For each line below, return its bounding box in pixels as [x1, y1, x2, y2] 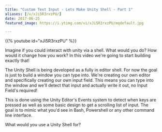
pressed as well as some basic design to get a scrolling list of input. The [5, 102, 148, 108]
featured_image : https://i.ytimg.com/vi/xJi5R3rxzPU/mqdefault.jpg [5, 20, 144, 26]
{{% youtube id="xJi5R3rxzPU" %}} [5, 38, 77, 44]
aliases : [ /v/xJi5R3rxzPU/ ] [5, 12, 62, 16]
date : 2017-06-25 [5, 16, 40, 21]
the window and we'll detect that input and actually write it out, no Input [5, 83, 147, 88]
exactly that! [5, 58, 30, 63]
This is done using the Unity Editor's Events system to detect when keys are [5, 97, 156, 103]
